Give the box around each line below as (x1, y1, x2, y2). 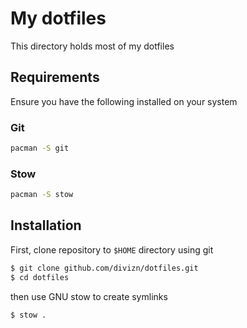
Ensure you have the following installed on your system (10, 95, 238, 107)
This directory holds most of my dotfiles (10, 40, 175, 52)
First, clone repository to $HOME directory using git (10, 243, 214, 256)
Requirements (10, 69, 100, 86)
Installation (10, 217, 82, 234)
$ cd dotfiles (10, 272, 70, 282)
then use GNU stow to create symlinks (10, 290, 168, 302)
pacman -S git (10, 143, 70, 154)
